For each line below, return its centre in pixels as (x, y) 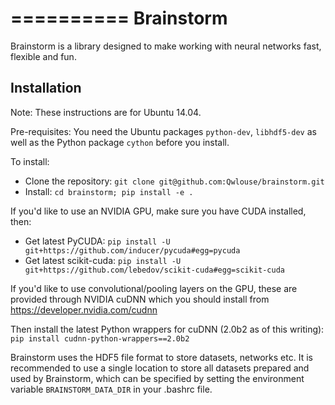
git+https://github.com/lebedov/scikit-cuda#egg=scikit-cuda (155, 270)
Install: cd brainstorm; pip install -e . (109, 191)
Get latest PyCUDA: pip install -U (97, 241)
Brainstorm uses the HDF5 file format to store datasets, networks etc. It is (161, 357)
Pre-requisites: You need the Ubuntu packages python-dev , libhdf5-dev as (163, 131)
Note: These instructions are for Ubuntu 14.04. (106, 112)
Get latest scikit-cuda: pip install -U (103, 260)
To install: (30, 161)
